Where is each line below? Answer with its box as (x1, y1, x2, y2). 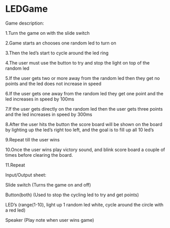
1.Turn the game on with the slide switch (5, 30, 90, 36)
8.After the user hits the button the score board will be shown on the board (5, 121, 162, 127)
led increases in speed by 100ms (5, 96, 75, 102)
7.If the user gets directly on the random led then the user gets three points (5, 106, 163, 112)
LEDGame (5, 3, 48, 15)
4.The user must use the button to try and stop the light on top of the (5, 59, 150, 66)
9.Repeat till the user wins (5, 136, 60, 142)
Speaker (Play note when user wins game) (5, 217, 94, 223)
